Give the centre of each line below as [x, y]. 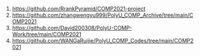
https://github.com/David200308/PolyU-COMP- [72, 28]
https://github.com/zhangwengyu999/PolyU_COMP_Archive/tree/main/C [103, 15]
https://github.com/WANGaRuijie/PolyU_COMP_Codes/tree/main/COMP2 [103, 41]
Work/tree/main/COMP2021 [47, 34]
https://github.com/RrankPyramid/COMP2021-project [78, 9]
